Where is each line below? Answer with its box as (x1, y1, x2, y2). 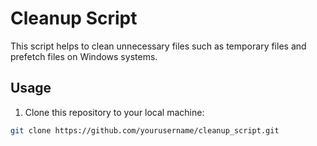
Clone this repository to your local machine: (24, 106, 205, 118)
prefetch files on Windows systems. (10, 50, 158, 62)
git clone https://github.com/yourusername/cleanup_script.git (10, 125, 280, 136)
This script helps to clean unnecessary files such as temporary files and (10, 40, 307, 52)
